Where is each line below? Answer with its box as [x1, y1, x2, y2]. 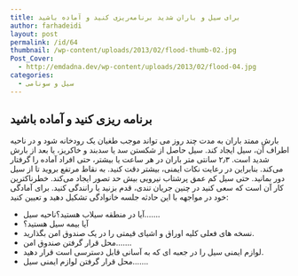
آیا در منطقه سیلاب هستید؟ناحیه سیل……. [22, 209, 161, 220]
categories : [10, 71, 54, 80]
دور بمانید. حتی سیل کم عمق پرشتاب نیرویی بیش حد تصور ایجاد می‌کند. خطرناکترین [10, 173, 286, 184]
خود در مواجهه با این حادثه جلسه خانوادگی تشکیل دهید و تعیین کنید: [10, 192, 229, 202]
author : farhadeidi [10, 21, 82, 30]
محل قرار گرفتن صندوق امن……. [22, 237, 132, 248]
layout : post [10, 29, 59, 38]
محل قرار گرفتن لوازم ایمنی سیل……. [22, 256, 149, 267]
